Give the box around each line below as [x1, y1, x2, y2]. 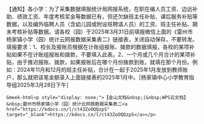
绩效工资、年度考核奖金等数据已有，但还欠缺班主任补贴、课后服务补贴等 [16, 13, 198, 20]
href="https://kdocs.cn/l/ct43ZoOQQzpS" [6, 106, 110, 112]
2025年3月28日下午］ [16, 81, 72, 88]
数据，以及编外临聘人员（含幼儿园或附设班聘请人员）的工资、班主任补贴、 [6, 21, 192, 27]
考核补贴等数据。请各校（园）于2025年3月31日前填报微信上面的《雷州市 [11, 28, 193, 35]
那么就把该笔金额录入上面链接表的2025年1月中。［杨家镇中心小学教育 [16, 74, 189, 81]
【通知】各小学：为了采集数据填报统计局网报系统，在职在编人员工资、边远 [6, 5, 192, 12]
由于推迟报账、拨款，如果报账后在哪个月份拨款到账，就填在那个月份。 [16, 58, 192, 66]
